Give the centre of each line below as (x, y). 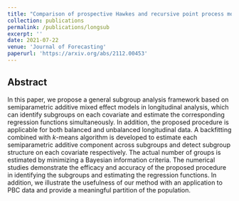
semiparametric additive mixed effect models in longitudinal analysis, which (118, 107)
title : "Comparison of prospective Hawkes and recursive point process (116, 14)
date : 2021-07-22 (33, 40)
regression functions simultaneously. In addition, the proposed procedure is (118, 122)
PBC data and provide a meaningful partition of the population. (99, 190)
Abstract (27, 82)
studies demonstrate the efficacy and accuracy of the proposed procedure (117, 167)
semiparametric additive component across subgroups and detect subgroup (119, 145)
